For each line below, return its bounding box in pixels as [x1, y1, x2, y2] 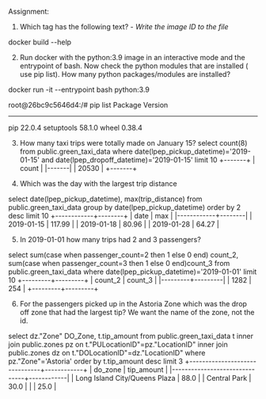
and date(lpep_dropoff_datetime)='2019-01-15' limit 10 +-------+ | [40, 155, 256, 165]
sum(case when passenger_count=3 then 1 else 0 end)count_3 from [8, 259, 230, 268]
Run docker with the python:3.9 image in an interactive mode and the [19, 53, 245, 62]
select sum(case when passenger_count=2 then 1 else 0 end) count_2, [8, 250, 239, 260]
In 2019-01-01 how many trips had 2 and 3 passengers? [19, 235, 202, 244]
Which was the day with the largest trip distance [19, 179, 177, 188]
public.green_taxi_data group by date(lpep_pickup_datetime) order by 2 [8, 203, 241, 212]
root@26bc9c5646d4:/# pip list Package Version [8, 101, 169, 109]
